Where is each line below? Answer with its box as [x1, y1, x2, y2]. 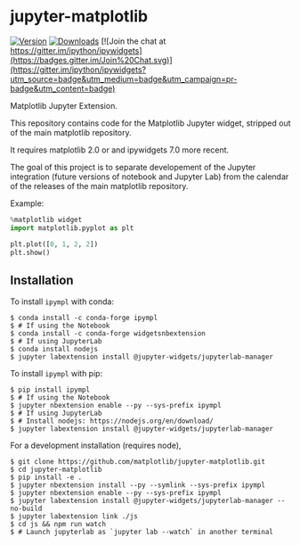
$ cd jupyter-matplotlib [10, 466, 102, 475]
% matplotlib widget [10, 215, 83, 224]
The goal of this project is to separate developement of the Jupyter [10, 161, 256, 172]
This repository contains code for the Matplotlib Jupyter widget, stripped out [10, 118, 291, 128]
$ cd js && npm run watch [10, 520, 106, 529]
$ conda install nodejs [10, 345, 99, 354]
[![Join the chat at [101, 36, 166, 46]
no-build [10, 504, 43, 514]
